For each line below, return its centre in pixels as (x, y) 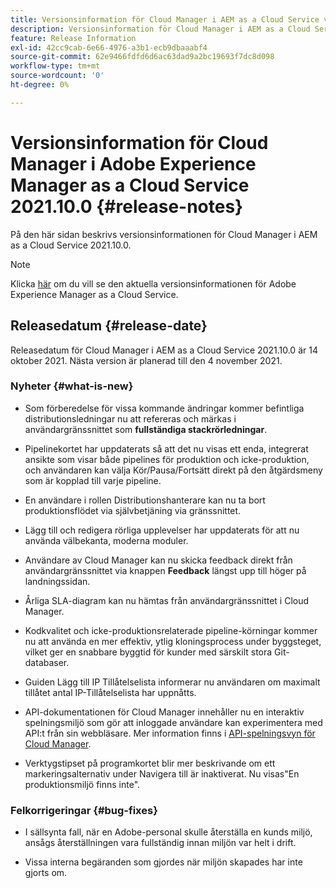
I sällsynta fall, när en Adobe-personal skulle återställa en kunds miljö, (168, 832)
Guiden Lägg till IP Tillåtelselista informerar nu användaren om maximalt (172, 682)
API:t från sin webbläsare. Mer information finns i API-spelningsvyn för (170, 733)
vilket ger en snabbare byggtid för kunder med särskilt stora (148, 652)
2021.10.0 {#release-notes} (127, 206)
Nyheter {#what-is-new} (72, 386)
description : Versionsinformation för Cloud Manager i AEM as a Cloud (160, 29)
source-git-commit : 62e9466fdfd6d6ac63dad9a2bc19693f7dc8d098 (142, 57)
